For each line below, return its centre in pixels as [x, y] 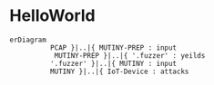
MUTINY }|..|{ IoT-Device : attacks [119, 71]
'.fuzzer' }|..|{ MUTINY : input [113, 63]
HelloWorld [52, 16]
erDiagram [28, 40]
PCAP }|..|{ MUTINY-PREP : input [113, 47]
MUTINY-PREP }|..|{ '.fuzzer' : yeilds [130, 55]
